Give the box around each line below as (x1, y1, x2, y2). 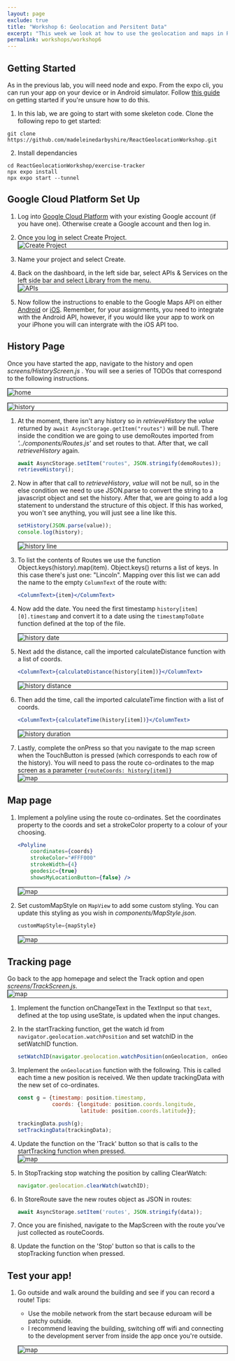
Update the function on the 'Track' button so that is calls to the (17, 1139, 199, 1147)
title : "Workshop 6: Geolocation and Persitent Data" (7, 23, 168, 30)
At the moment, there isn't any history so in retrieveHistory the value (17, 416, 215, 424)
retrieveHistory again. (17, 446, 80, 455)
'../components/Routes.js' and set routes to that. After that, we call (17, 438, 208, 447)
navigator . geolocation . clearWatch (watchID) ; (17, 1182, 150, 1189)
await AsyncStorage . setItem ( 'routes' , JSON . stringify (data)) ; (17, 1208, 203, 1215)
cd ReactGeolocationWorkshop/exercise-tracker (7, 162, 145, 169)
